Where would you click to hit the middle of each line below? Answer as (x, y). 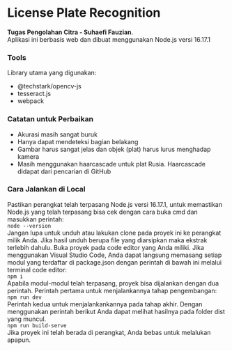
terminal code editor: (37, 270)
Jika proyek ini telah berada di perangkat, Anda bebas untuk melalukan (109, 332)
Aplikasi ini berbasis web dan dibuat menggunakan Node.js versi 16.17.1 (109, 39)
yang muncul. (27, 319)
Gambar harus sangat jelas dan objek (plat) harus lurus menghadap (114, 149)
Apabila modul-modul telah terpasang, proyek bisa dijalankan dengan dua (113, 283)
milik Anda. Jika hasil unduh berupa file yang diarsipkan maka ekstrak (107, 240)
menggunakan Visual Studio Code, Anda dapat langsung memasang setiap (115, 255)
